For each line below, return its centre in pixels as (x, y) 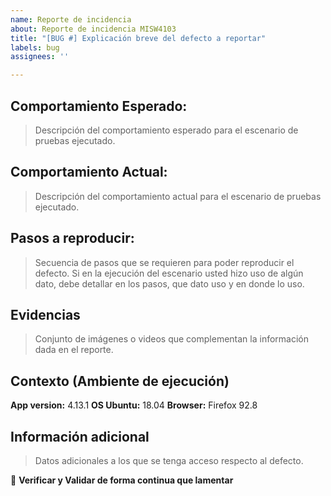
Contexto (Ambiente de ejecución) (120, 381)
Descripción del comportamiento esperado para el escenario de (166, 130)
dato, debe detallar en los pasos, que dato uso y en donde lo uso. (169, 283)
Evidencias (45, 314)
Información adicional (80, 436)
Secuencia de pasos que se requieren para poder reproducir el (164, 262)
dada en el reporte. (74, 350)
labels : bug (35, 47)
